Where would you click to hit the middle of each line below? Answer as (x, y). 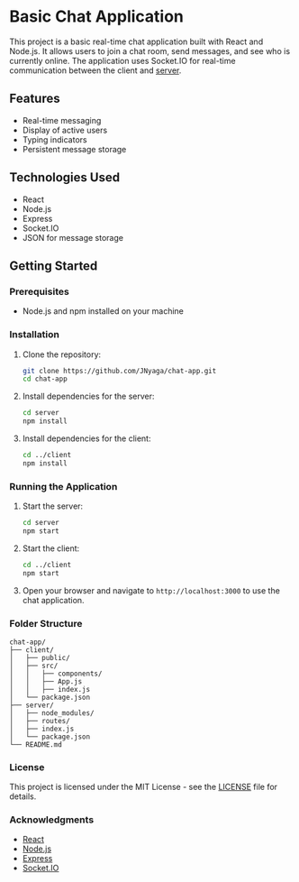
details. (23, 796)
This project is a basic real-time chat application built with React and (136, 41)
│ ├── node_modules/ (52, 713)
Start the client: (51, 548)
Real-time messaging (62, 120)
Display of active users (65, 130)
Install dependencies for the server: (88, 396)
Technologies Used (64, 178)
